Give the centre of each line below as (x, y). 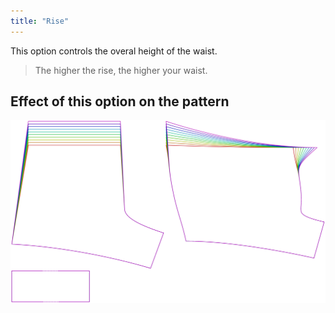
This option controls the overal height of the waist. (114, 51)
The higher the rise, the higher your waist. (121, 70)
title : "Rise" (40, 21)
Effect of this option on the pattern (120, 101)
